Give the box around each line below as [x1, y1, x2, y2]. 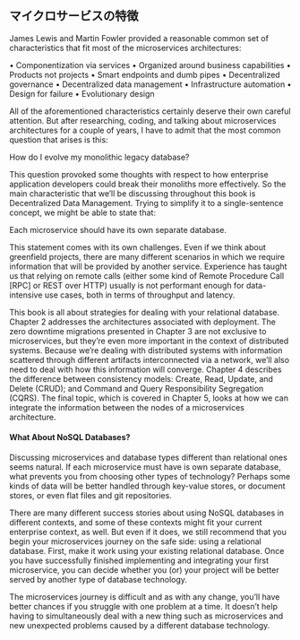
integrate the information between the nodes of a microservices [9, 402, 244, 412]
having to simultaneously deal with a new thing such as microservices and [9, 610, 284, 621]
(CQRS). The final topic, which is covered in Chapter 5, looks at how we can [9, 393, 289, 403]
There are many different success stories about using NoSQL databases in [9, 507, 285, 518]
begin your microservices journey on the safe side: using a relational [9, 536, 261, 547]
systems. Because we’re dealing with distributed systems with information [9, 344, 283, 356]
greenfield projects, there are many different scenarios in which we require [9, 251, 285, 262]
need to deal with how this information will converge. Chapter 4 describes [9, 364, 282, 375]
